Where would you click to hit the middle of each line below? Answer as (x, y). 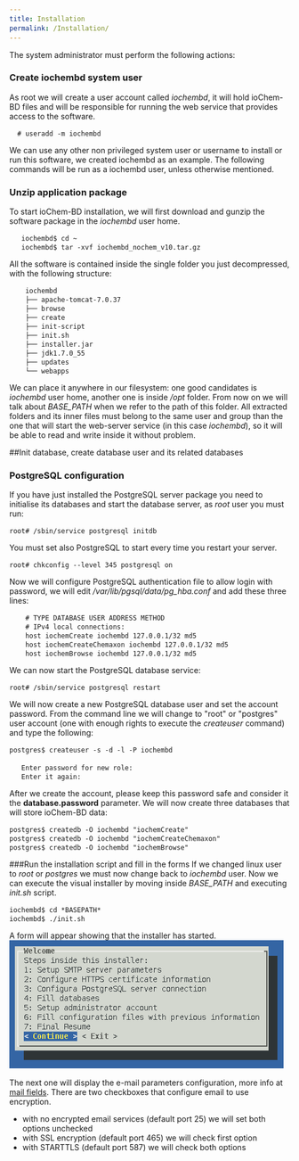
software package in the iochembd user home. (95, 221)
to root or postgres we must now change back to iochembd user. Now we (144, 874)
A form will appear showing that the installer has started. (113, 935)
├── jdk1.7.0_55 (56, 354)
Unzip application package (68, 192)
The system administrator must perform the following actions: (122, 54)
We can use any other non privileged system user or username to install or (146, 150)
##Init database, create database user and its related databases (126, 453)
